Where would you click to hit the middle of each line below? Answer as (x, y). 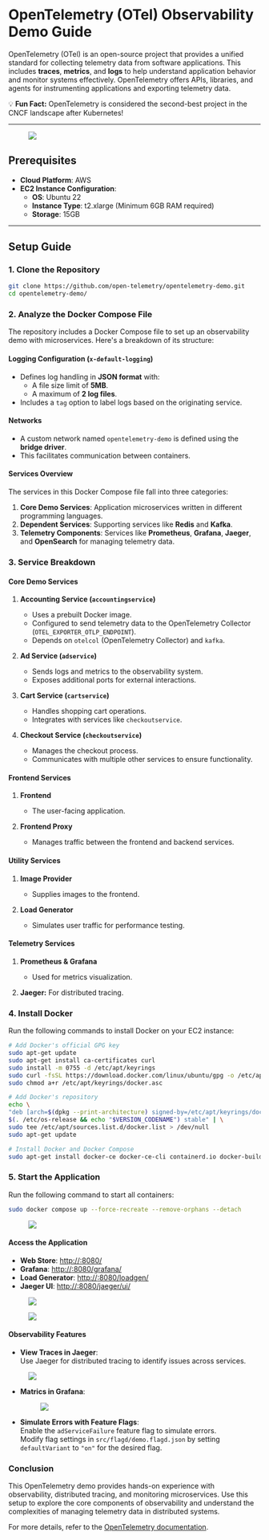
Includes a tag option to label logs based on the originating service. (131, 402)
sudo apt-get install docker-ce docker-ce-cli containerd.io (112, 1157)
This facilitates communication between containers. (105, 455)
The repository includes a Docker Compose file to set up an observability (129, 332)
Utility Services (34, 861)
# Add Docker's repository (53, 1098)
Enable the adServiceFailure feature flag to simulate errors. (118, 1430)
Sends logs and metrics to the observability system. (117, 671)
